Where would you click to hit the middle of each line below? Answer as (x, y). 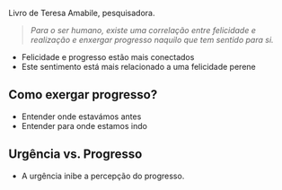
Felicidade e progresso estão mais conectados (108, 57)
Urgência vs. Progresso (75, 155)
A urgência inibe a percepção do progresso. (103, 176)
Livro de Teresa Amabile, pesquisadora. (82, 13)
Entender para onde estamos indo (84, 125)
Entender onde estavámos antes (81, 117)
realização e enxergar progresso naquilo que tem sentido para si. (152, 40)
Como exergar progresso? (83, 95)
